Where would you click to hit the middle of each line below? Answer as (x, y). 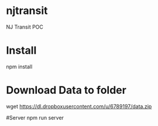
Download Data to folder (66, 90)
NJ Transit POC (25, 27)
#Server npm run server (35, 117)
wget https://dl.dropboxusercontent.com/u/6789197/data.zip (79, 106)
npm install (19, 66)
